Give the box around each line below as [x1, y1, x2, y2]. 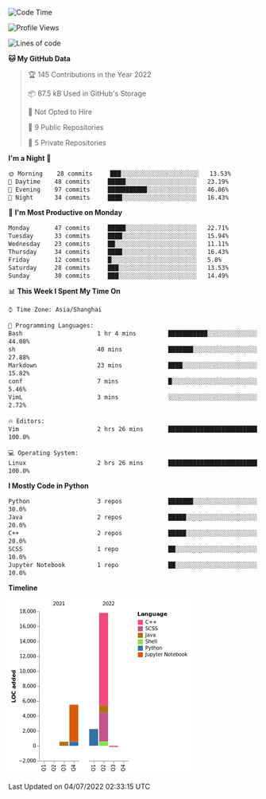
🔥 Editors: [8, 417, 45, 425]
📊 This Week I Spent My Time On [8, 287, 121, 296]
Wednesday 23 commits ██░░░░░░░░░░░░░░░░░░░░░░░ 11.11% [8, 240, 229, 248]
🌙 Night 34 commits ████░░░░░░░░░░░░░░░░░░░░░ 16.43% [8, 194, 229, 202]
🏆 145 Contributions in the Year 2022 [27, 70, 152, 79]
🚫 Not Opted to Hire [27, 108, 93, 116]
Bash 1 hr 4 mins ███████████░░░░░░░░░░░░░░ [8, 330, 258, 338]
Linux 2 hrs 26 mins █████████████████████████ [8, 459, 258, 467]
